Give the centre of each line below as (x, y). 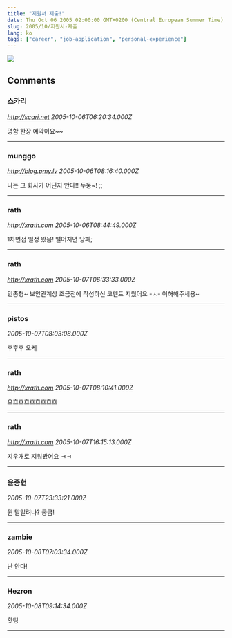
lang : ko (20, 33)
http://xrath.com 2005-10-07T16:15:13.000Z (69, 442)
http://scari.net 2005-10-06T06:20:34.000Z (70, 117)
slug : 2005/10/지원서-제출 (42, 26)
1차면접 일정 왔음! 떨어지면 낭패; (50, 239)
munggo (22, 156)
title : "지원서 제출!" (36, 13)
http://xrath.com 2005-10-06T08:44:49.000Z (72, 225)
